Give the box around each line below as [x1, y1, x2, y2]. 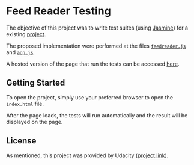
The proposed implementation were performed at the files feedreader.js [6, 42, 186, 49]
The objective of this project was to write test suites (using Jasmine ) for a [6, 24, 188, 31]
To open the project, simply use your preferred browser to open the [6, 93, 173, 101]
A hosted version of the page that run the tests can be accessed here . [6, 60, 180, 67]
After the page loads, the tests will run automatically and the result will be [6, 111, 188, 119]
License [6, 135, 37, 146]
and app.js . [6, 48, 35, 55]
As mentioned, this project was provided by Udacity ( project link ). [6, 152, 169, 159]
